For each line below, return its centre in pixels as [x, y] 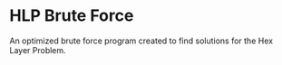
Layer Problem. [38, 50]
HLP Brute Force [72, 16]
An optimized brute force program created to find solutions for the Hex [141, 41]
